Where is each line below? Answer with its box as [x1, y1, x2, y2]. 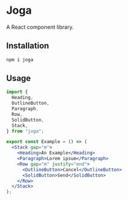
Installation [6, 41, 49, 51]
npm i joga [6, 56, 34, 63]
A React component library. [6, 23, 74, 31]
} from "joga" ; [6, 128, 44, 134]
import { [6, 89, 28, 95]
